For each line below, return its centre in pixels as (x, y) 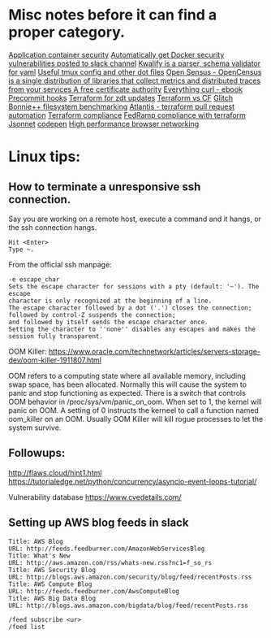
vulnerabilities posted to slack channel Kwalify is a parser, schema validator (135, 63)
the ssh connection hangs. (53, 227)
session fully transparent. (56, 336)
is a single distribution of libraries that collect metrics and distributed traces (135, 80)
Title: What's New (39, 556)
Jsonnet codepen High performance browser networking (104, 124)
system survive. (35, 428)
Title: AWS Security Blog (52, 570)
